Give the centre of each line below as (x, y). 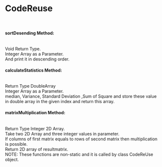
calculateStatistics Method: (33, 70)
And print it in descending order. (37, 59)
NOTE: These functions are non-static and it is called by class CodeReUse (79, 154)
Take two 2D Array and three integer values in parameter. (62, 134)
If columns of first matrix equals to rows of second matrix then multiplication (81, 139)
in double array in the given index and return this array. (60, 102)
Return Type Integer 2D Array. (35, 128)
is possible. (16, 144)
